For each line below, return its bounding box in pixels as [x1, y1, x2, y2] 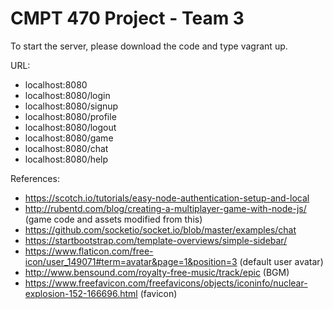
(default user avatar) [239, 255, 324, 267]
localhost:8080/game [24, 132, 114, 144]
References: [10, 172, 60, 184]
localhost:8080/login [24, 89, 111, 101]
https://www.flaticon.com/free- [24, 245, 154, 257]
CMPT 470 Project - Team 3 [10, 7, 245, 30]
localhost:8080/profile [24, 110, 117, 122]
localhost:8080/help [24, 153, 109, 165]
